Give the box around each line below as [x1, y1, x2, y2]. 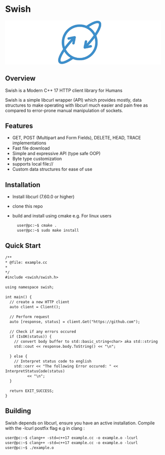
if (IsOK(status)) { [9, 334, 52, 339]
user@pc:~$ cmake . [17, 223, 57, 228]
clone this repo [12, 204, 43, 209]
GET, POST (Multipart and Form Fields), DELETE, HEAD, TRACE [12, 135, 141, 141]
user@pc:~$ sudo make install [17, 228, 79, 233]
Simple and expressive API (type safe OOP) [12, 151, 101, 157]
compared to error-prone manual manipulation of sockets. [5, 107, 124, 113]
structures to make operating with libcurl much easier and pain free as [5, 102, 148, 108]
